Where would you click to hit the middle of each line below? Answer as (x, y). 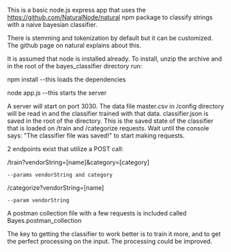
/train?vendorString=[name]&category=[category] (78, 162)
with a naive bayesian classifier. (53, 25)
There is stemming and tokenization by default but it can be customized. (110, 38)
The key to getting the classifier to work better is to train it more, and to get (114, 234)
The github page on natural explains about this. (74, 45)
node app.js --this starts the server (57, 93)
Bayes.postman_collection (44, 221)
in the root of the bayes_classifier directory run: (75, 66)
